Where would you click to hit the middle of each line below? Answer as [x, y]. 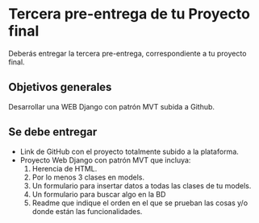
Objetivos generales [60, 87]
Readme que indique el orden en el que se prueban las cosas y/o [140, 203]
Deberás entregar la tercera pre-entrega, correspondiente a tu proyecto [127, 53]
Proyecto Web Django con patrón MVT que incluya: [105, 160]
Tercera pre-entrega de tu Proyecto [129, 14]
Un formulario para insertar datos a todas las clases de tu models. [142, 185]
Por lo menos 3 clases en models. [88, 177]
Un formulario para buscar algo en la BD [99, 194]
